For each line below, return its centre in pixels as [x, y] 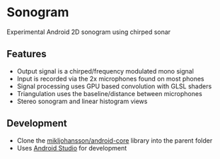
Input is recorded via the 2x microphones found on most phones [110, 78]
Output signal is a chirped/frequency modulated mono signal [105, 71]
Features [27, 54]
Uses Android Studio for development [72, 148]
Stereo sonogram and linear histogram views [82, 101]
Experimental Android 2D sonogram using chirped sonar [89, 32]
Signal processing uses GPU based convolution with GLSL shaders [114, 86]
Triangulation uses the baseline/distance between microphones [109, 93]
